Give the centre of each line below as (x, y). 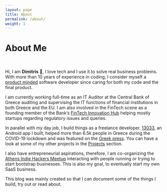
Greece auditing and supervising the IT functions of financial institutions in (82, 102)
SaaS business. (21, 169)
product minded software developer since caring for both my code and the (82, 82)
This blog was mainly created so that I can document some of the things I (81, 179)
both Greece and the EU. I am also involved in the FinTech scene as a (76, 108)
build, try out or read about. (33, 184)
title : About (19, 14)
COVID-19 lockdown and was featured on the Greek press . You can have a (82, 139)
